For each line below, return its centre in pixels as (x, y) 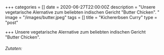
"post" (12, 22)
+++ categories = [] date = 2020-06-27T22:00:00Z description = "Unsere (80, 7)
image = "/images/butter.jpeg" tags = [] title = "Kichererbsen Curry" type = (81, 17)
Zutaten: (14, 48)
